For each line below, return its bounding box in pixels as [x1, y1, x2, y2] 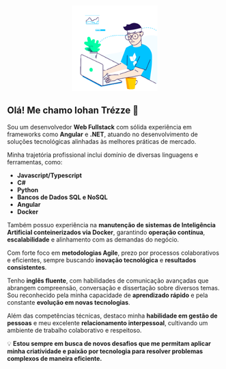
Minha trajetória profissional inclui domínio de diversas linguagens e [7, 151, 199, 159]
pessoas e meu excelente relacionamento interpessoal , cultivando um [7, 318, 208, 327]
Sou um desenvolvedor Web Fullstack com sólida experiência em [7, 123, 193, 131]
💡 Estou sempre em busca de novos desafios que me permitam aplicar [7, 339, 212, 347]
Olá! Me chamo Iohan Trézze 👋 [7, 105, 139, 116]
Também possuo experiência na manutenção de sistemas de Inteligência [7, 220, 216, 229]
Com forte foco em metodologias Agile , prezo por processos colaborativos [7, 249, 220, 257]
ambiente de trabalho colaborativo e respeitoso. [7, 326, 142, 334]
